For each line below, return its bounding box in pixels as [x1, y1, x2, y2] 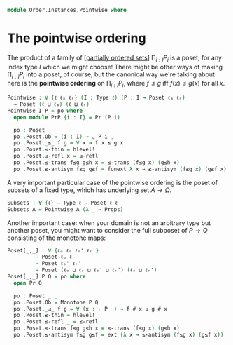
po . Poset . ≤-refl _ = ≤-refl [13, 318, 99, 325]
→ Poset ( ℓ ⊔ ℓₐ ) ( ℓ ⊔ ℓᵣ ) [13, 101, 90, 108]
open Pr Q [13, 279, 42, 287]
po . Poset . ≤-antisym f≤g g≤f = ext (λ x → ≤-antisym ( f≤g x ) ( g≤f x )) [13, 332, 224, 339]
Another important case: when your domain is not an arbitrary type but [7, 218, 211, 227]
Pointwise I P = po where [7, 107, 83, 114]
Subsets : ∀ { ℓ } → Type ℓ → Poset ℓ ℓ [7, 199, 118, 206]
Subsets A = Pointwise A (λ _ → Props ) [7, 205, 124, 213]
